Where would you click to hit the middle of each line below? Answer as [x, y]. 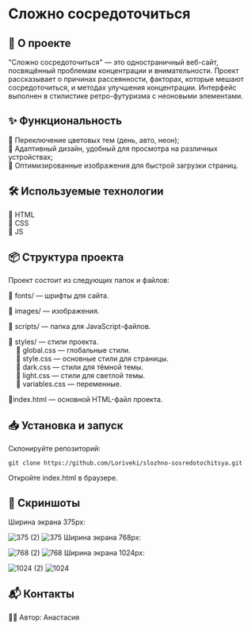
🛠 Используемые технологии [86, 191]
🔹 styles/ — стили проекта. [53, 342]
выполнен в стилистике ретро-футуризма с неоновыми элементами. [126, 96]
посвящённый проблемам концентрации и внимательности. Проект [124, 71]
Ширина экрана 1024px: [104, 553]
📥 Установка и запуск [66, 425]
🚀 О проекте [40, 43]
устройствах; [31, 157]
